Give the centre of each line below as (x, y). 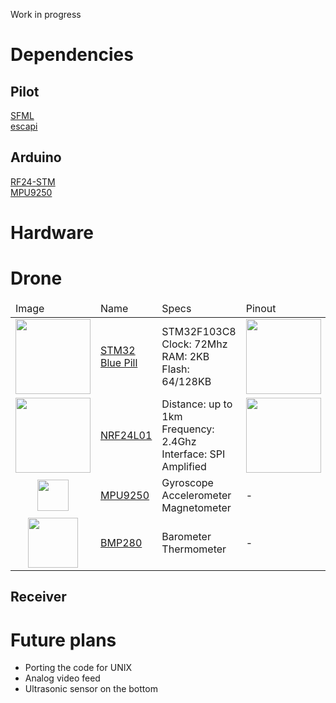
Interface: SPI (193, 454)
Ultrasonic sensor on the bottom (91, 689)
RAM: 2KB (185, 356)
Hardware (52, 233)
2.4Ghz (179, 441)
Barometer (186, 536)
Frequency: (188, 429)
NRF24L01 (126, 435)
